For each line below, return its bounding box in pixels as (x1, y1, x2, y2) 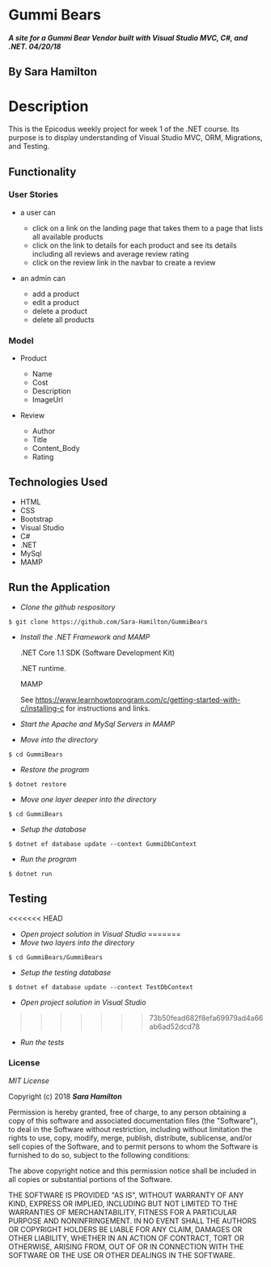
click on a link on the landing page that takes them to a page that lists (32, 223, 264, 232)
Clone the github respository (19, 602, 116, 612)
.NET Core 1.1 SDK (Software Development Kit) (19, 648, 176, 657)
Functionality (8, 164, 77, 179)
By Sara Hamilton (8, 65, 98, 79)
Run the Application (8, 580, 111, 594)
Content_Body (32, 444, 80, 453)
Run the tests (19, 1037, 65, 1047)
